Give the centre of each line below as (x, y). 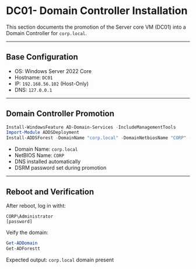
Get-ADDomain (22, 243)
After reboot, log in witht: (36, 206)
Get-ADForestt (23, 249)
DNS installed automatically (48, 161)
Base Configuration (42, 57)
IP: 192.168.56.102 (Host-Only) (52, 84)
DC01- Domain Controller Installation (97, 11)
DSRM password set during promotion (60, 168)
